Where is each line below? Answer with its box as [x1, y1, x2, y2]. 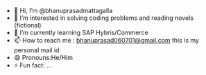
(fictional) [13, 21, 42, 29]
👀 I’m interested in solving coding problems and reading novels [13, 14, 194, 22]
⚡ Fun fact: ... [13, 61, 52, 69]
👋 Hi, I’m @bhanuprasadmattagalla [13, 7, 113, 14]
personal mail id [13, 46, 60, 54]
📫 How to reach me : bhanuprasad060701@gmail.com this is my [13, 36, 200, 44]
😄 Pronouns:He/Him [13, 54, 74, 61]
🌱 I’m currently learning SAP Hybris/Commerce [13, 28, 149, 36]
